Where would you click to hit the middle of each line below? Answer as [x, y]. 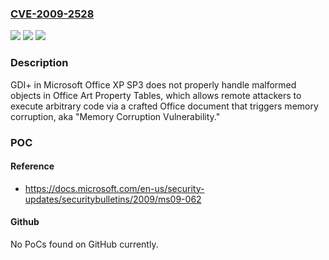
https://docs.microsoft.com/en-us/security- [114, 188]
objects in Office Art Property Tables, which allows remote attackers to [156, 95]
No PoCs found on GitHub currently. [84, 244]
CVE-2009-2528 [52, 14]
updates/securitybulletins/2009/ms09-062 [113, 199]
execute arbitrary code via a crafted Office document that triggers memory [164, 106]
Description [39, 63]
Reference [32, 166]
